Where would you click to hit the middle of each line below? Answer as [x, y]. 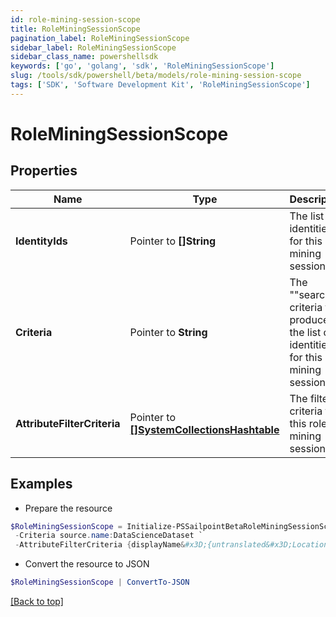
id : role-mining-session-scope [75, 19]
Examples [41, 484]
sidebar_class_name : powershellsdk [84, 57]
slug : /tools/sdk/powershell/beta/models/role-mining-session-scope [156, 76]
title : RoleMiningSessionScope [75, 29]
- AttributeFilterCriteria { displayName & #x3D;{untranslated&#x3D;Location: [173, 545]
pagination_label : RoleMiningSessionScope [100, 38]
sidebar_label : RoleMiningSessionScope [93, 47]
